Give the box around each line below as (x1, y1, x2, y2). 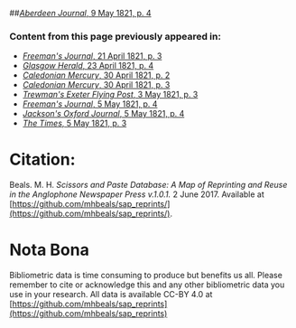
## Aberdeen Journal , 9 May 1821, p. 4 (9, 8, 152, 18)
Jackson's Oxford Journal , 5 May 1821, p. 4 (22, 108, 185, 119)
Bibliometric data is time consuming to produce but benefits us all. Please (9, 270, 282, 281)
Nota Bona (9, 239, 90, 260)
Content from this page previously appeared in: (9, 30, 221, 42)
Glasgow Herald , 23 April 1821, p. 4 (22, 61, 154, 71)
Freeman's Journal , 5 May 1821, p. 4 (22, 98, 158, 109)
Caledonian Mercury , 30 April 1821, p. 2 (22, 70, 171, 80)
